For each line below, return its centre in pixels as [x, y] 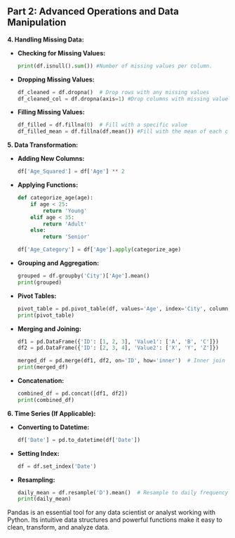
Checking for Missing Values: [61, 53]
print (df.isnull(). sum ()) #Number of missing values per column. [115, 66]
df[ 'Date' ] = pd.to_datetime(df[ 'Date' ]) [79, 440]
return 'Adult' [65, 224]
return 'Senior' [67, 237]
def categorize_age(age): [55, 198]
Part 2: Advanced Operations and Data [93, 12]
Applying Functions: [48, 185]
